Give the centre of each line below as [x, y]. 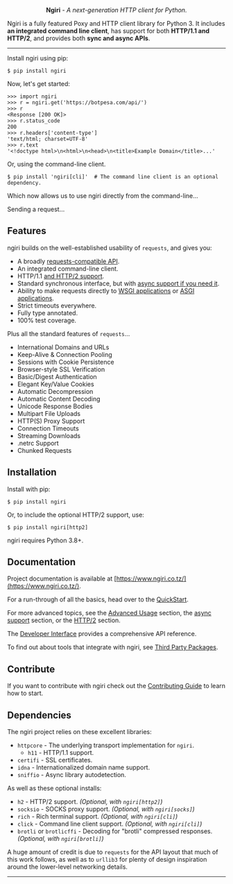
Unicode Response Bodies [55, 406]
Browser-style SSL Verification [61, 369]
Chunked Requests [44, 450]
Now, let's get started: [39, 84]
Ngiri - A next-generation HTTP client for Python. [116, 10]
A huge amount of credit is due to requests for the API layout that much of [113, 852]
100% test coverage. [47, 320]
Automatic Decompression [55, 391]
